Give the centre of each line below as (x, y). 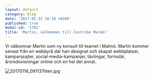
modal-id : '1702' (23, 28)
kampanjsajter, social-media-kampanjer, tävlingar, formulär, (65, 56)
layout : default (22, 10)
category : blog (21, 14)
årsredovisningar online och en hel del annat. (51, 62)
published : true (22, 23)
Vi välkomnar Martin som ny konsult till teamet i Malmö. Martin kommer (77, 46)
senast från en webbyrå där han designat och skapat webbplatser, (72, 51)
